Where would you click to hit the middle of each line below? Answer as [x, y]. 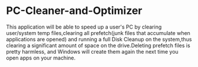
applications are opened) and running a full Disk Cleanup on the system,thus [99, 39]
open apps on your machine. [41, 58]
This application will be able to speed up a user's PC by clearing [84, 27]
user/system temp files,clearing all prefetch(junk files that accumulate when [98, 33]
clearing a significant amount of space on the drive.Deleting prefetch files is [98, 45]
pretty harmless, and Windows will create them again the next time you [92, 51]
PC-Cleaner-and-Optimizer [74, 11]
